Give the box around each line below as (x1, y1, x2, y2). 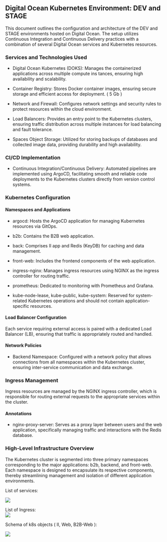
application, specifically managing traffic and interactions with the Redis (12, 427, 161, 433)
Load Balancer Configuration (5, 314, 67, 321)
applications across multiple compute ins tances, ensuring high (12, 70, 143, 77)
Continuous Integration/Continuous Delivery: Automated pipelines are (12, 165, 156, 171)
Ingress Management (5, 377, 59, 384)
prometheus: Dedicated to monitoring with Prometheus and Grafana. (12, 283, 154, 289)
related (12, 298, 28, 304)
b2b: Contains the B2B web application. (12, 233, 94, 239)
